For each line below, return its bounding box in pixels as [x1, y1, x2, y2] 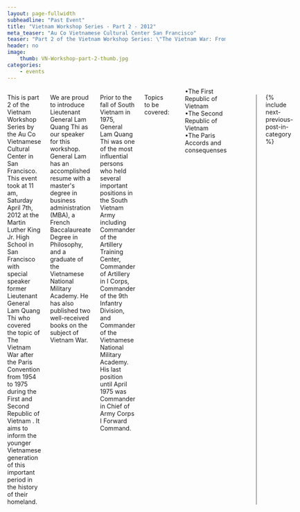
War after [7, 350, 34, 358]
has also [49, 299, 74, 307]
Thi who [7, 313, 30, 322]
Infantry [100, 299, 123, 307]
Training [100, 247, 123, 256]
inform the [7, 431, 37, 439]
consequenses [184, 146, 227, 154]
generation [7, 453, 38, 461]
